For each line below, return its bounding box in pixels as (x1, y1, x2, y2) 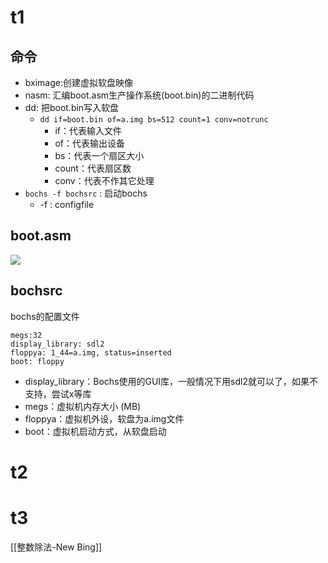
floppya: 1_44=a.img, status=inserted (10, 347, 172, 358)
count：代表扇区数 (54, 162, 132, 174)
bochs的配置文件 (10, 310, 80, 322)
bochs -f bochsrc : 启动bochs (24, 187, 148, 199)
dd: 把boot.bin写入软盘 (24, 102, 120, 113)
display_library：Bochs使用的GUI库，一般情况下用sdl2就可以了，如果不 (24, 375, 318, 387)
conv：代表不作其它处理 (54, 175, 155, 186)
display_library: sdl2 (10, 339, 105, 349)
